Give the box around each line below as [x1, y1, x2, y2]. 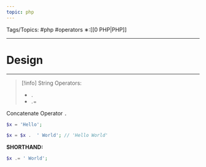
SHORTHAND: [6, 144, 44, 151]
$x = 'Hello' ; [6, 121, 43, 128]
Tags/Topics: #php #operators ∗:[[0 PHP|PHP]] [6, 26, 127, 33]
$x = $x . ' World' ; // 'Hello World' [6, 133, 109, 139]
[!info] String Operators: [21, 79, 82, 87]
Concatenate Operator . [6, 109, 67, 117]
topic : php [6, 9, 34, 15]
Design [6, 53, 44, 67]
